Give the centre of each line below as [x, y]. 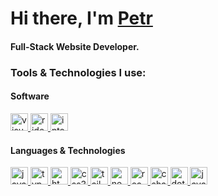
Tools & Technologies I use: [78, 72]
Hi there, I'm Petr [81, 18]
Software [30, 96]
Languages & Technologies [68, 150]
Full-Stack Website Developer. [75, 46]
